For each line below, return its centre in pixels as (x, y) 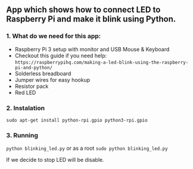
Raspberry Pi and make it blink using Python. (91, 19)
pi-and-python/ (34, 67)
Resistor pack (32, 86)
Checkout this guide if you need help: (61, 56)
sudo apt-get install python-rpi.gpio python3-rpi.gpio (77, 120)
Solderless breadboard (43, 73)
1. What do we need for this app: (54, 36)
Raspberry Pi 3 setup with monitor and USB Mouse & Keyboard (92, 49)
